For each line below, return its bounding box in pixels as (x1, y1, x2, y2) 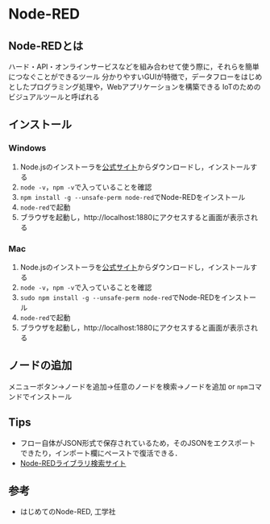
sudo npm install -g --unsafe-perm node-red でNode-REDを (19, 292, 222, 302)
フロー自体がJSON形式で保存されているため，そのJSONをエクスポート (19, 438, 256, 447)
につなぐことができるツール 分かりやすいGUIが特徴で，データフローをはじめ (8, 72, 263, 81)
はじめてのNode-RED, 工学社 (19, 507, 116, 517)
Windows (8, 143, 47, 154)
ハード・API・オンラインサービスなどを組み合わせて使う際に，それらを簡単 (8, 62, 260, 71)
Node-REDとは (8, 39, 84, 52)
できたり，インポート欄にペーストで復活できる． (19, 448, 182, 458)
